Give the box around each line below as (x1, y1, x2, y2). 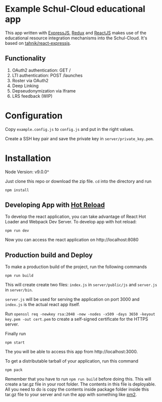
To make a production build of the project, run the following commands (5, 264, 147, 270)
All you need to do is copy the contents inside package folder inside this (5, 386, 149, 392)
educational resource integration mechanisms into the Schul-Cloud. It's (5, 35, 147, 41)
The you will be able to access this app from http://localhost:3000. (5, 349, 138, 355)
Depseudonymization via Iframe (12, 88, 76, 93)
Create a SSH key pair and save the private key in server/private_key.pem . (5, 135, 154, 142)
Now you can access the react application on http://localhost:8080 (5, 237, 139, 243)
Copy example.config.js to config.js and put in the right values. (5, 126, 134, 132)
